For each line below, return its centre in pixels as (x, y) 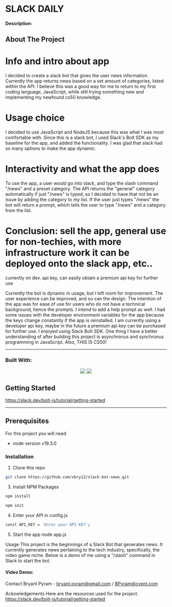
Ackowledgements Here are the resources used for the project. (72, 593)
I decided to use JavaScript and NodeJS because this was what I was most (84, 132)
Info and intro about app (57, 61)
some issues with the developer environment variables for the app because (85, 314)
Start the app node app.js (39, 534)
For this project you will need (36, 433)
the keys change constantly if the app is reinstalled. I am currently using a (83, 320)
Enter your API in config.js (40, 515)
